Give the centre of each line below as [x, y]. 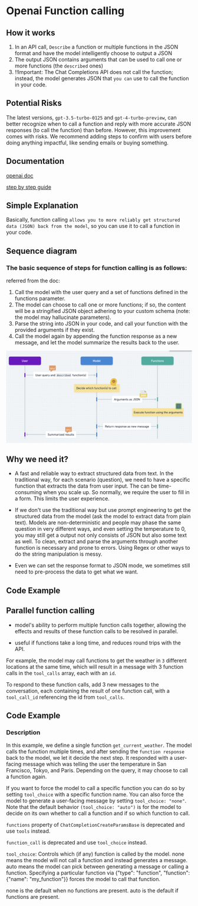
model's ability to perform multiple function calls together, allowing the [100, 625]
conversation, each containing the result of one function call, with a [88, 691]
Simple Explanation [42, 206]
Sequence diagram [42, 251]
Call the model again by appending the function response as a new [96, 336]
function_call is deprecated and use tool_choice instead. [77, 843]
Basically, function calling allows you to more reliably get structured [93, 220]
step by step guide [29, 187]
